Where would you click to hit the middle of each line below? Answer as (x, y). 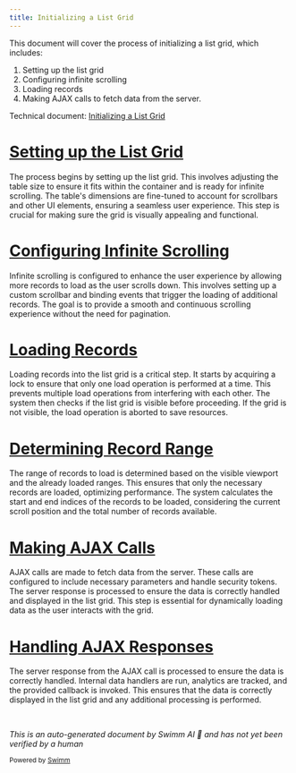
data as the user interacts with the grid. (81, 610)
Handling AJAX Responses (111, 646)
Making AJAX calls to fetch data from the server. (112, 98)
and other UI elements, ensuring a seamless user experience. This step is (144, 205)
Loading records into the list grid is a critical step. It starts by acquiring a (143, 374)
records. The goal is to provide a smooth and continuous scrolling (131, 304)
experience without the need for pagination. (90, 313)
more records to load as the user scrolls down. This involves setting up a (143, 285)
